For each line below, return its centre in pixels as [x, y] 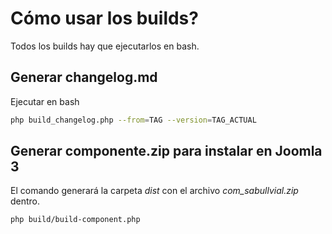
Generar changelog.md [84, 77]
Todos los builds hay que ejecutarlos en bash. [105, 46]
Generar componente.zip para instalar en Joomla [166, 151]
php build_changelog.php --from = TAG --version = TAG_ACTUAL [133, 120]
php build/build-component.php [75, 220]
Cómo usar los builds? [104, 18]
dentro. [25, 201]
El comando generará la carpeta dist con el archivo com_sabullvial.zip [154, 191]
